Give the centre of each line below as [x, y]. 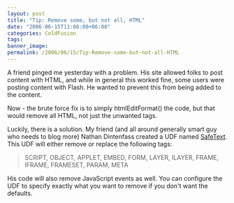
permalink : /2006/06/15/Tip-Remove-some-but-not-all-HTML [93, 53]
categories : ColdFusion [42, 33]
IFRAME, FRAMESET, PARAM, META [76, 165]
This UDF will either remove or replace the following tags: [90, 144]
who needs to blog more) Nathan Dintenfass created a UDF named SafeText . [117, 136]
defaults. [20, 193]
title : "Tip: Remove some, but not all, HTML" [76, 20]
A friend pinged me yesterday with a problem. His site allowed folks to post [115, 72]
